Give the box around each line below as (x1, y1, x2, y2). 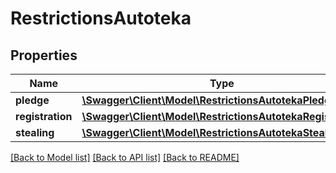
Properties (10, 47, 78, 64)
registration (15, 110, 73, 123)
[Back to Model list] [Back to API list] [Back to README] (10, 152, 240, 163)
